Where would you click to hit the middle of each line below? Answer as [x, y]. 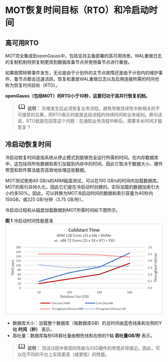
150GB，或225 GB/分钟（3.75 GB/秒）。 [46, 199]
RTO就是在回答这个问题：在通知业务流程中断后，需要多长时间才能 [94, 121]
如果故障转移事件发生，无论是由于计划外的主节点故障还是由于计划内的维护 [82, 73]
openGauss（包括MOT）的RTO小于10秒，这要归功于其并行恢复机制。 [77, 96]
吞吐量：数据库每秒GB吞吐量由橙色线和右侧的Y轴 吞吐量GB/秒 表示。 [83, 335]
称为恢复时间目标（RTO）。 [33, 85]
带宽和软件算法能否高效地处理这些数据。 [47, 170]
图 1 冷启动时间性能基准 [29, 220]
